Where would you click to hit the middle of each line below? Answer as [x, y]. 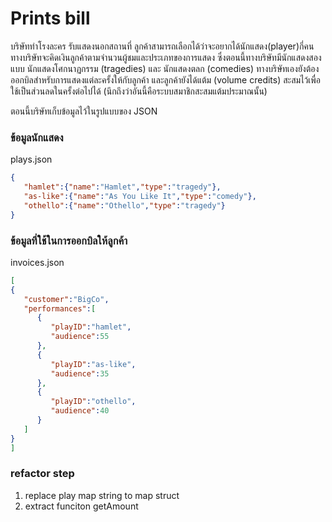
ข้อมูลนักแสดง [37, 137]
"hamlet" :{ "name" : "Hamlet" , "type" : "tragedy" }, [122, 187]
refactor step [42, 474]
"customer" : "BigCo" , [66, 299]
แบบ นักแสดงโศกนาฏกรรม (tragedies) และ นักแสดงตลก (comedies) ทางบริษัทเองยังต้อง [165, 68]
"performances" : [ [60, 308]
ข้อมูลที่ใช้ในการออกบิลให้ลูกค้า [69, 240]
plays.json [31, 159]
